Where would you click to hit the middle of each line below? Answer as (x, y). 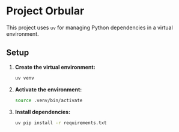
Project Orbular (45, 11)
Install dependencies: (43, 112)
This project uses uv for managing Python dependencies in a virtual (89, 27)
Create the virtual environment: (55, 67)
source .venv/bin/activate (49, 100)
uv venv (24, 78)
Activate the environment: (48, 89)
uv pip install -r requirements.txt (61, 123)
